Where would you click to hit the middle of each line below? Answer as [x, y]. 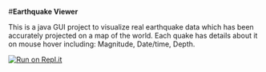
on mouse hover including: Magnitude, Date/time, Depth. [102, 44]
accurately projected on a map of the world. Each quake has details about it [133, 36]
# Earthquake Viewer [43, 12]
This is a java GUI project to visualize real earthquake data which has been [131, 27]
